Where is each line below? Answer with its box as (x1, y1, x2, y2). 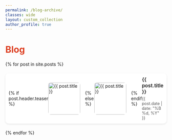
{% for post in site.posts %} (5, 61, 64, 67)
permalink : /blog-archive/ (5, 7, 63, 13)
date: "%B (141, 106, 161, 111)
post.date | (141, 101, 163, 107)
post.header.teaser (8, 95, 49, 102)
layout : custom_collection (5, 17, 63, 22)
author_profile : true (5, 22, 52, 27)
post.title (141, 83, 164, 89)
